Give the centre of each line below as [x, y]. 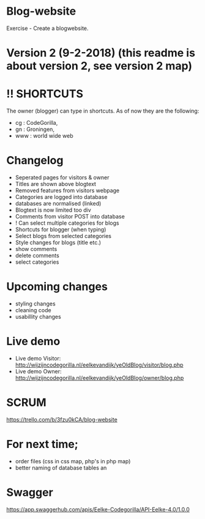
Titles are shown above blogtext [56, 184]
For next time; [42, 444]
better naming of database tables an [61, 468]
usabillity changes [38, 316]
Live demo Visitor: [38, 358]
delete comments [37, 256]
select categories [37, 262]
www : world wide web [44, 136]
